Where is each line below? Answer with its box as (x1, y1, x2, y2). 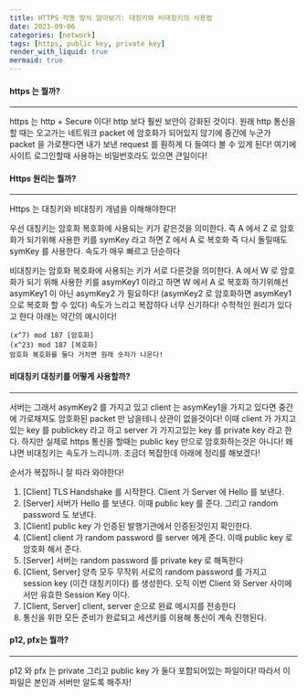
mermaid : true (9, 56, 64, 65)
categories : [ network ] (9, 30, 96, 39)
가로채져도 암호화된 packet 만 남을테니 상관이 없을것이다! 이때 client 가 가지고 (18, 412, 297, 423)
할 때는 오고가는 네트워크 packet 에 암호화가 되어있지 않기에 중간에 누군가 (9, 127, 271, 138)
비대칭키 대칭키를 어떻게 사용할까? (9, 371, 131, 381)
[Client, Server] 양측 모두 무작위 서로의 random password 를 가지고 (22, 566, 268, 577)
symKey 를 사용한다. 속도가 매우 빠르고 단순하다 (9, 246, 181, 257)
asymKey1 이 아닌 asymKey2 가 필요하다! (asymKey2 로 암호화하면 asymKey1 (9, 288, 292, 299)
